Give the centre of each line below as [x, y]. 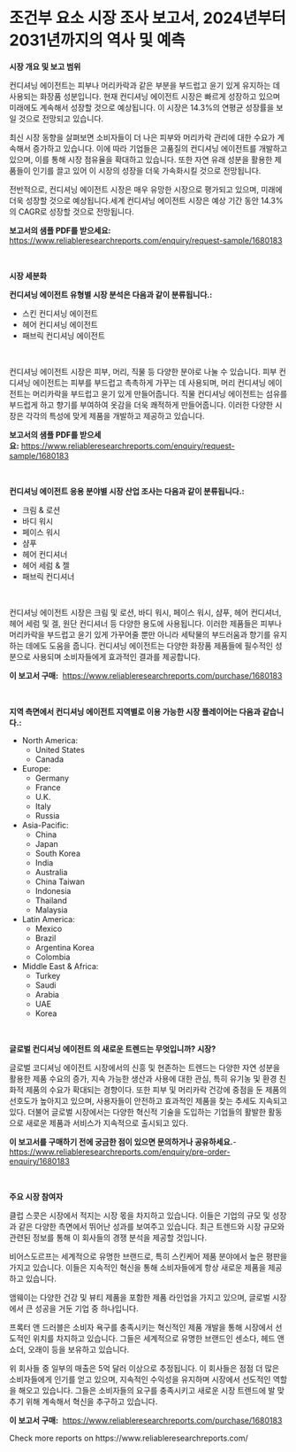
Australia [51, 872]
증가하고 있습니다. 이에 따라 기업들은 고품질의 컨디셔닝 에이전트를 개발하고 [160, 148]
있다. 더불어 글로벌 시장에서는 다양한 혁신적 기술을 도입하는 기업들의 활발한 [138, 1112]
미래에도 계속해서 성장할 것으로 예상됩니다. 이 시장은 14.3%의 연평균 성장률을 [142, 107]
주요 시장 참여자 [36, 1196]
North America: [49, 740]
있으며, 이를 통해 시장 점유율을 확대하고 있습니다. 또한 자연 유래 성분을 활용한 [141, 159]
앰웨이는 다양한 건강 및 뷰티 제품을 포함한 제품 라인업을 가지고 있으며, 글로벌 [140, 1297]
